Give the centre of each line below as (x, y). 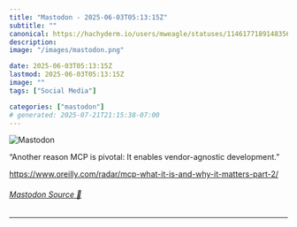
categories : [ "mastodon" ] (57, 107)
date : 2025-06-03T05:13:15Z (61, 66)
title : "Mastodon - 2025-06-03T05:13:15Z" (88, 17)
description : (33, 42)
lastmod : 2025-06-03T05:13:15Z (67, 75)
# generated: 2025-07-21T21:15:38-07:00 (85, 115)
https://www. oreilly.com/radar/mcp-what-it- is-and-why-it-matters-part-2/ (144, 174)
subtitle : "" (33, 26)
